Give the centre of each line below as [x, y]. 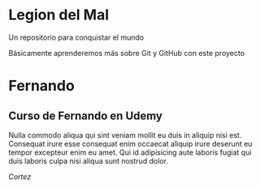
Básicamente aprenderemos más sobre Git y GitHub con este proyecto [127, 53]
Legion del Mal [59, 15]
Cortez [20, 177]
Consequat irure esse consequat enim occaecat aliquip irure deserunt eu [130, 143]
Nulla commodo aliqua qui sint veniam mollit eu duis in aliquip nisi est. [125, 135]
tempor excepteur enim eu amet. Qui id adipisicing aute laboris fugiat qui [130, 152]
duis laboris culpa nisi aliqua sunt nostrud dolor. [89, 160]
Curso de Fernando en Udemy [85, 115]
